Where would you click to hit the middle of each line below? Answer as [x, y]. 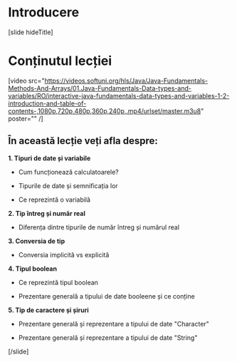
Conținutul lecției [60, 61]
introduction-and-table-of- [47, 103]
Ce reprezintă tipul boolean [58, 282]
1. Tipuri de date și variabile [49, 158]
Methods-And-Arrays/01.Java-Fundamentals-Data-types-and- [100, 88]
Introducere [44, 12]
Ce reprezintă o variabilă [54, 200]
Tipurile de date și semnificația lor [68, 185]
